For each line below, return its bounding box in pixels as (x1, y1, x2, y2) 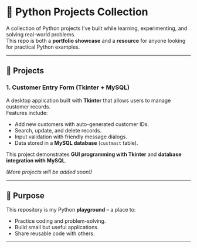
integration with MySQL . (6, 157, 67, 164)
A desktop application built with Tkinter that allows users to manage (6, 97, 171, 104)
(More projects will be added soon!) (6, 168, 93, 175)
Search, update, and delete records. (14, 127, 102, 134)
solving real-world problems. (6, 30, 76, 38)
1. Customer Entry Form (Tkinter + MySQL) (6, 83, 130, 91)
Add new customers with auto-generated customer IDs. (14, 120, 150, 128)
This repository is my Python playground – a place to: (6, 206, 136, 213)
